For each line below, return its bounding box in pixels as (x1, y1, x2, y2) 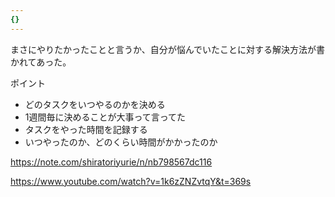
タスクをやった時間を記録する (24, 123, 148, 135)
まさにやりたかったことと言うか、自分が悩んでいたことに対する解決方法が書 (10, 43, 326, 55)
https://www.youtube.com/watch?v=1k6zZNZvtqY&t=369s (10, 175, 252, 187)
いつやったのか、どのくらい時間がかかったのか (24, 136, 218, 148)
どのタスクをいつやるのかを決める (24, 98, 166, 110)
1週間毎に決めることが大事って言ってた (24, 111, 187, 123)
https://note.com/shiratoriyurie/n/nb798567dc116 (10, 156, 213, 168)
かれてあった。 (10, 56, 72, 68)
